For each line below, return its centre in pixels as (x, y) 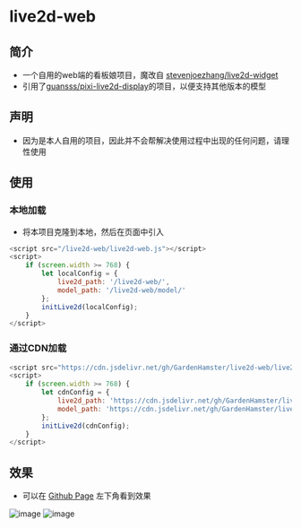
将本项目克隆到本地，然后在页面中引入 (93, 231)
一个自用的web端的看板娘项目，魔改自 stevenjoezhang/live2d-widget (150, 75)
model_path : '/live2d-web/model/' (121, 290)
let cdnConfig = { (76, 393)
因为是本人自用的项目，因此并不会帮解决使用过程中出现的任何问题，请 (152, 140)
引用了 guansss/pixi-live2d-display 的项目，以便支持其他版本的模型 (144, 86)
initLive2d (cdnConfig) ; (86, 426)
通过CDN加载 (38, 349)
